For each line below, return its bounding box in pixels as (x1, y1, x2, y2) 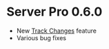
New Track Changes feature (16, 27, 97, 35)
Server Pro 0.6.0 (6, 4, 103, 20)
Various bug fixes (16, 33, 67, 42)
